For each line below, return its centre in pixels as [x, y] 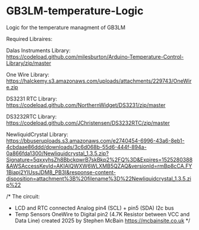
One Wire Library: [28, 74]
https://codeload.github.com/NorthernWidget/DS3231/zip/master [86, 105]
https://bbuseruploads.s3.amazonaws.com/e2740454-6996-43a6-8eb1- [96, 140]
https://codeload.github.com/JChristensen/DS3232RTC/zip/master [88, 122]
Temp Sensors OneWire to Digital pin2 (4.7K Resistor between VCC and [102, 214]
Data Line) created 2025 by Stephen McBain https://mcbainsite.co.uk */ [102, 220]
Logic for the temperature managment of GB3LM [66, 27]
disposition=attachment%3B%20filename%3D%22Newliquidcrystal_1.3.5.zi [99, 178]
